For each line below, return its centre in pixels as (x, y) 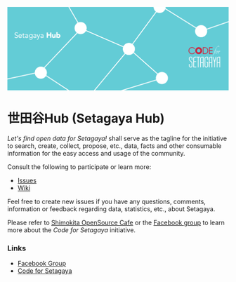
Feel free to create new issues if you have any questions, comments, (106, 201)
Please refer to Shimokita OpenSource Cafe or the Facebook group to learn (116, 222)
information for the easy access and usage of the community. (96, 153)
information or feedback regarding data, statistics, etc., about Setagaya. (111, 209)
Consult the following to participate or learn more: (79, 167)
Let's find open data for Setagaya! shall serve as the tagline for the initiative (117, 138)
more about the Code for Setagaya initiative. (71, 230)
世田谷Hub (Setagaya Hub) (86, 118)
